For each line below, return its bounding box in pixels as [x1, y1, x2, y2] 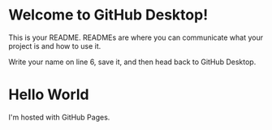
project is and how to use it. [8, 41, 101, 50]
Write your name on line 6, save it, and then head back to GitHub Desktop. [8, 57, 257, 67]
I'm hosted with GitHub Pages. [8, 112, 110, 122]
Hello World [8, 85, 89, 104]
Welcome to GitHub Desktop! [8, 6, 209, 24]
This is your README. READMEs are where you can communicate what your [8, 32, 264, 42]
